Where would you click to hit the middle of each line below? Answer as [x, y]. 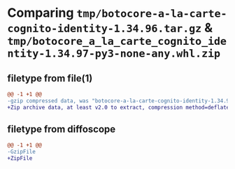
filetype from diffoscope [62, 129]
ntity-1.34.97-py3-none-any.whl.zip [114, 54]
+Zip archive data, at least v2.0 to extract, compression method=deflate [119, 107]
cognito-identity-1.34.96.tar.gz [105, 29]
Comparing [41, 13]
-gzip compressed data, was [48, 101]
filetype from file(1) [50, 78]
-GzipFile [22, 152]
